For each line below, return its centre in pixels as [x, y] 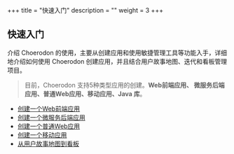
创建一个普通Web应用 [49, 126]
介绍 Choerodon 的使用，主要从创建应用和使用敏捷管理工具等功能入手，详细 [117, 52]
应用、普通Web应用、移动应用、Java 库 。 [85, 94]
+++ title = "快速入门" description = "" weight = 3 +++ [85, 10]
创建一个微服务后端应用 [51, 117]
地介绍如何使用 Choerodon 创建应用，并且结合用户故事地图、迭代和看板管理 [117, 61]
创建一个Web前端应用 [49, 108]
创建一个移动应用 [42, 134]
